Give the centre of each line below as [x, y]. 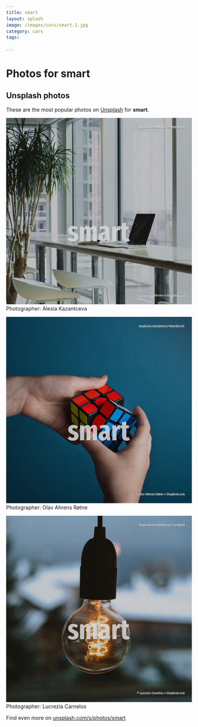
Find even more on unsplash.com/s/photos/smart [66, 718]
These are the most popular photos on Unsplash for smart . [77, 110]
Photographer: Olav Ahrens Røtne [47, 508]
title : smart [22, 12]
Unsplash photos [38, 96]
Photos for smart [48, 74]
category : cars [25, 31]
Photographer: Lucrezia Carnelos [46, 706]
